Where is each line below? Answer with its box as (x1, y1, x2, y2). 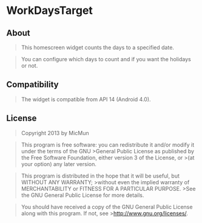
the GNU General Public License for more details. (21, 191, 144, 199)
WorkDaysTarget (6, 4, 93, 18)
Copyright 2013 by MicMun (21, 129, 89, 136)
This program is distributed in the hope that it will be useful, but (21, 172, 180, 179)
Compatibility (6, 79, 59, 90)
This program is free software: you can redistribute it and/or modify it (21, 141, 195, 148)
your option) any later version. (21, 160, 97, 167)
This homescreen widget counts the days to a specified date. (21, 44, 175, 51)
